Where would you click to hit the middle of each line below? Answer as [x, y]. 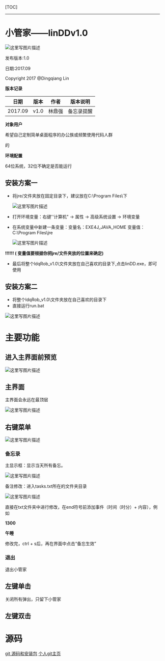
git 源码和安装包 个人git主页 [33, 653]
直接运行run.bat [28, 305]
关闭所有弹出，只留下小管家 [33, 599]
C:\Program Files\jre [32, 232]
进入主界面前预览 [31, 357]
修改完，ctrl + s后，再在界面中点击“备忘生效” [51, 544]
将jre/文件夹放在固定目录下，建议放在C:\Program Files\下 [70, 195]
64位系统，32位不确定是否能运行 [39, 166]
